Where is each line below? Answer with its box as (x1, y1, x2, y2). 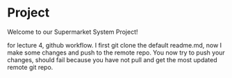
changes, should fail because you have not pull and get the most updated (7, 55, 217, 64)
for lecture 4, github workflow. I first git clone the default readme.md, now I (7, 41, 222, 49)
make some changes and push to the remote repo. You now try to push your (7, 48, 226, 57)
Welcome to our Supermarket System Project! (7, 28, 138, 36)
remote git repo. (7, 63, 53, 71)
